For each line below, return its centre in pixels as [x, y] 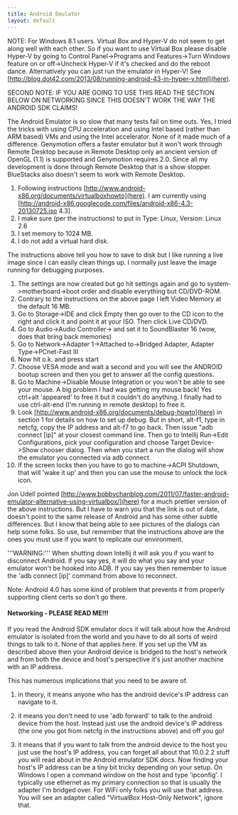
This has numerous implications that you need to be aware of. [98, 681]
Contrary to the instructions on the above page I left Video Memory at [119, 299]
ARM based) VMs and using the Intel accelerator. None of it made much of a [119, 137]
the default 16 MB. [44, 306]
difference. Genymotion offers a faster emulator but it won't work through [115, 144]
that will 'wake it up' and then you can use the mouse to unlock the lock [122, 472]
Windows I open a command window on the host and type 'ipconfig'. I [120, 774]
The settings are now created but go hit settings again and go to [112, 283]
